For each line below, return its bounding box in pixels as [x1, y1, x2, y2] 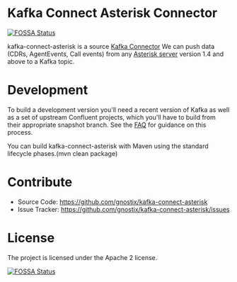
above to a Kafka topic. [7, 57, 75, 65]
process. [7, 128, 33, 136]
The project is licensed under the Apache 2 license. [7, 253, 158, 261]
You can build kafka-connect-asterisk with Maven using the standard [7, 142, 209, 150]
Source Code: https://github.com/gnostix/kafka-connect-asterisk [17, 197, 208, 206]
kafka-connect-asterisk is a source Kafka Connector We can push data [7, 42, 215, 50]
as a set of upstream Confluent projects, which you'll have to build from [7, 113, 216, 121]
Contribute [7, 174, 73, 191]
